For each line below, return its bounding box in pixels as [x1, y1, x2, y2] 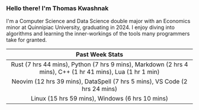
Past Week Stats [76, 50, 123, 59]
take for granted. [6, 37, 47, 44]
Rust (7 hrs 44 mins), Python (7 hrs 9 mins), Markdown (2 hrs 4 [11, 60, 188, 69]
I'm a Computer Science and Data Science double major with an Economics [6, 18, 191, 25]
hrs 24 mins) [82, 85, 117, 93]
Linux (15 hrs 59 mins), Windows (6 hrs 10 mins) [30, 95, 169, 103]
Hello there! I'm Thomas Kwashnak [6, 4, 109, 12]
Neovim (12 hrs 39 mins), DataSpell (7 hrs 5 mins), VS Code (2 [11, 77, 188, 86]
